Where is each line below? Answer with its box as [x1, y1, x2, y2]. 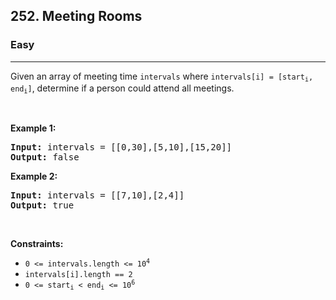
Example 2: [10, 170, 58, 183]
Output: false [10, 152, 80, 163]
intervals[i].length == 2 [24, 270, 133, 280]
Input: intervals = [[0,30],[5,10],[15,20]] [10, 142, 233, 153]
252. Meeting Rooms [10, 8, 143, 25]
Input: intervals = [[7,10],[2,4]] [10, 190, 185, 201]
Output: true [10, 200, 75, 211]
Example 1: [10, 122, 57, 134]
